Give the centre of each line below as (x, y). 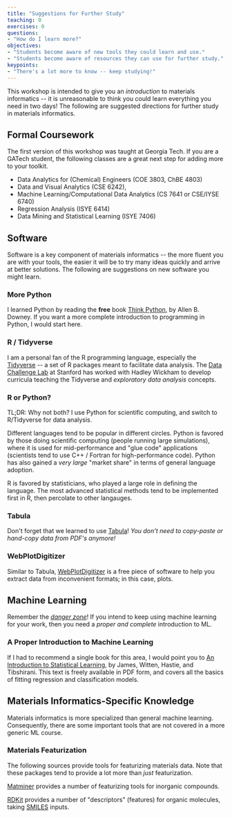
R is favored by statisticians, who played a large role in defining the (103, 483)
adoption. (21, 470)
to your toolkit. (28, 166)
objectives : (24, 46)
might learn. (24, 277)
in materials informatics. (41, 113)
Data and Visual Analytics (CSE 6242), (71, 187)
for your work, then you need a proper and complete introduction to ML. (109, 624)
